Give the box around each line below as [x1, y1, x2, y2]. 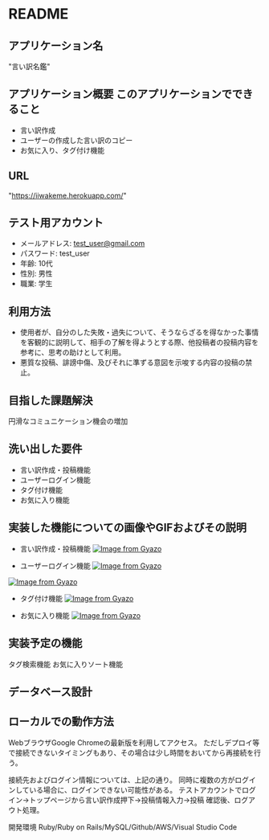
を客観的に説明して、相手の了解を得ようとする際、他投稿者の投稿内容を [19, 338, 259, 347]
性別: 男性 [19, 268, 53, 278]
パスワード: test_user [19, 248, 90, 258]
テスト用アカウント [8, 216, 104, 230]
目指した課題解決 [8, 393, 93, 407]
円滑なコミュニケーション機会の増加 [8, 416, 128, 426]
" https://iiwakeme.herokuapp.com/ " [8, 191, 127, 200]
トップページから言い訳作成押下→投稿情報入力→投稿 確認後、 [29, 795, 234, 805]
